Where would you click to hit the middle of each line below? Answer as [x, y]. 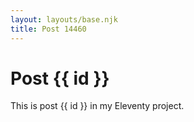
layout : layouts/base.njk [64, 19]
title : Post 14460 [48, 29]
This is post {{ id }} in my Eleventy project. [97, 106]
